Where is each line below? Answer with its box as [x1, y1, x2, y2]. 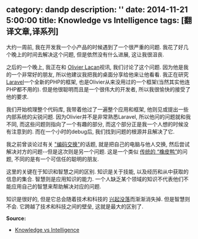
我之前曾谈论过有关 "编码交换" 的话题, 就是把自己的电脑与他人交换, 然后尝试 [6, 141, 190, 148]
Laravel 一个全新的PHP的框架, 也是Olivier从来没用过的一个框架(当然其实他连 [6, 78, 190, 85]
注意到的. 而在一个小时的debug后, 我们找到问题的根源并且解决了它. [11, 128, 175, 135]
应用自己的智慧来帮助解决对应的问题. [11, 183, 102, 190]
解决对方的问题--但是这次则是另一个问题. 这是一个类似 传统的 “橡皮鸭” [6, 148, 178, 155]
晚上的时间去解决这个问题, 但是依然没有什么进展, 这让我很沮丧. [11, 50, 164, 58]
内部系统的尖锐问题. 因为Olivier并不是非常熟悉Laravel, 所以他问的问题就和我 [6, 113, 191, 120]
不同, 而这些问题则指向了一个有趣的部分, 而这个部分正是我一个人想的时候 [6, 120, 184, 128]
